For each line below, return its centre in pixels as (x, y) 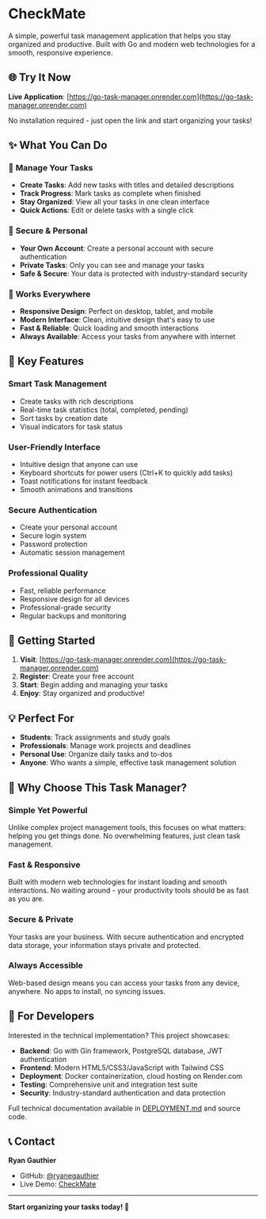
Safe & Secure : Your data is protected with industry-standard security (133, 273)
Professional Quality (48, 573)
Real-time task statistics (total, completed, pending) (104, 410)
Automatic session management (72, 552)
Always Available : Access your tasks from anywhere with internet (127, 337)
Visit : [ (30, 659)
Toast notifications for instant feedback (84, 481)
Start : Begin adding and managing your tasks (94, 685)
